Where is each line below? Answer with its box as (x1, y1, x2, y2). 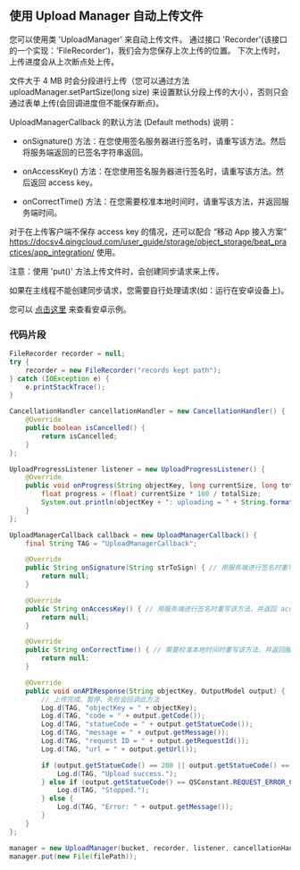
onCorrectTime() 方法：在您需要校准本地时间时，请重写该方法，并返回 (21, 196, 281, 207)
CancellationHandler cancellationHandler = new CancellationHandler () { (9, 407, 286, 416)
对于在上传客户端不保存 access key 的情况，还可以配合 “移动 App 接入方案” (9, 226, 287, 237)
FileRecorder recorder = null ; (9, 350, 126, 359)
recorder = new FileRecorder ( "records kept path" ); (25, 366, 221, 375)
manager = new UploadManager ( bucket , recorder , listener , (9, 843, 229, 852)
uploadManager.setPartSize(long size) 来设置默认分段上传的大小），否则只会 (9, 86, 289, 97)
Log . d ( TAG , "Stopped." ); (56, 786, 150, 795)
